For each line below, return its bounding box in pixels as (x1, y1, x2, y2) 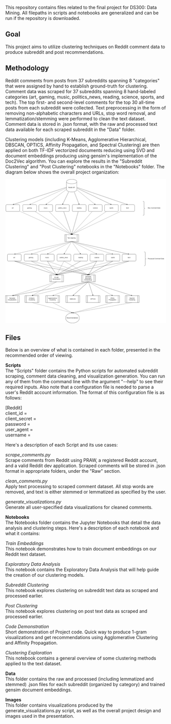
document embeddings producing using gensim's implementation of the (5, 152, 157, 159)
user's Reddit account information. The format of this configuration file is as (5, 389, 165, 396)
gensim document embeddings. (5, 687, 72, 693)
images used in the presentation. (5, 713, 75, 719)
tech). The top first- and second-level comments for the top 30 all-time (5, 99, 155, 105)
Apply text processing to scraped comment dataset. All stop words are (5, 484, 154, 490)
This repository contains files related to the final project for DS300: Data (5, 5, 157, 10)
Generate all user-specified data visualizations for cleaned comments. (5, 504, 153, 511)
